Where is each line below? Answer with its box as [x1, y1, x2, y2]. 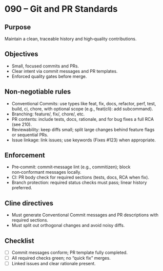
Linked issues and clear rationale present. [11, 261, 96, 267]
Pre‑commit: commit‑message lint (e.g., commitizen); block [11, 164, 131, 170]
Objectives [4, 50, 39, 58]
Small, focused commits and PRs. [11, 63, 79, 69]
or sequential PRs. [11, 132, 48, 137]
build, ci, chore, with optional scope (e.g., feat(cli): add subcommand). [11, 106, 153, 112]
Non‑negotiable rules [4, 88, 71, 96]
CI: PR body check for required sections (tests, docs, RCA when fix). [11, 175, 149, 181]
